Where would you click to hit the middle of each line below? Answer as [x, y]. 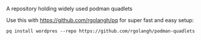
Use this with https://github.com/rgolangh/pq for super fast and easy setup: [100, 20]
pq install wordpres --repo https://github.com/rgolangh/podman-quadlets [101, 31]
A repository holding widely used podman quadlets [70, 9]
